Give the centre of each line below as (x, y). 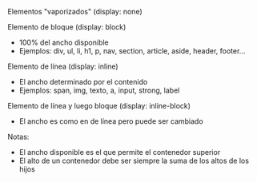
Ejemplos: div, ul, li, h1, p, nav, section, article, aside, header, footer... (132, 51)
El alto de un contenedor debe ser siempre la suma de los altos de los (134, 160)
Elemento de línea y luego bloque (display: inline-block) (99, 106)
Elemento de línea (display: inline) (63, 66)
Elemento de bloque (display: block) (67, 27)
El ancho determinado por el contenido (83, 82)
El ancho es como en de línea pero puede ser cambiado (111, 121)
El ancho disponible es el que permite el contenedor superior (120, 152)
